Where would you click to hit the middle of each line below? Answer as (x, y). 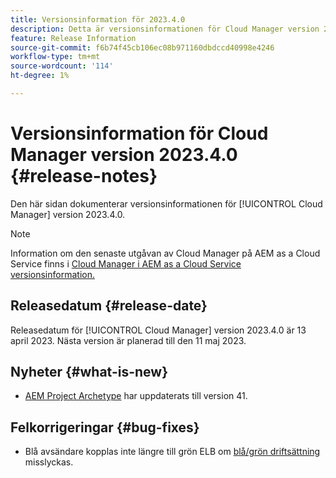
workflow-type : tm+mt (55, 57)
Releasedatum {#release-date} (109, 306)
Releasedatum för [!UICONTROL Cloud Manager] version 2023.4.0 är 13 (158, 330)
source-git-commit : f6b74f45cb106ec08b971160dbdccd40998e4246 (142, 47)
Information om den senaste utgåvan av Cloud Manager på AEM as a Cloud (165, 253)
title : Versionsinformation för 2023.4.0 (98, 19)
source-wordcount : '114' (62, 66)
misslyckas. (49, 462)
